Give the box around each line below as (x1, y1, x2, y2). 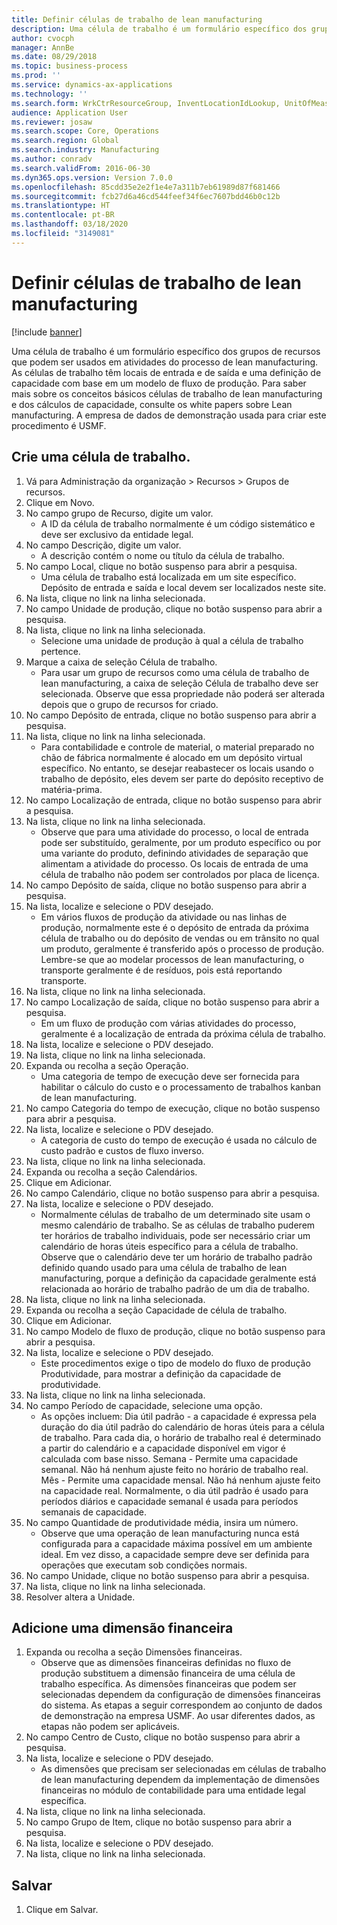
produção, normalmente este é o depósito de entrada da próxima (40, 921, 309, 933)
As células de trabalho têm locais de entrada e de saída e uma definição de (11, 366, 322, 378)
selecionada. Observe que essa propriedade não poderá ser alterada (40, 687, 325, 700)
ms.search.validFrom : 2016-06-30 (11, 163, 151, 173)
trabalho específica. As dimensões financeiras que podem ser (40, 1678, 297, 1690)
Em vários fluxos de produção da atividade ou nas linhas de (40, 911, 288, 923)
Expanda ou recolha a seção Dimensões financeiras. (25, 1646, 243, 1658)
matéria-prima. (40, 783, 103, 795)
